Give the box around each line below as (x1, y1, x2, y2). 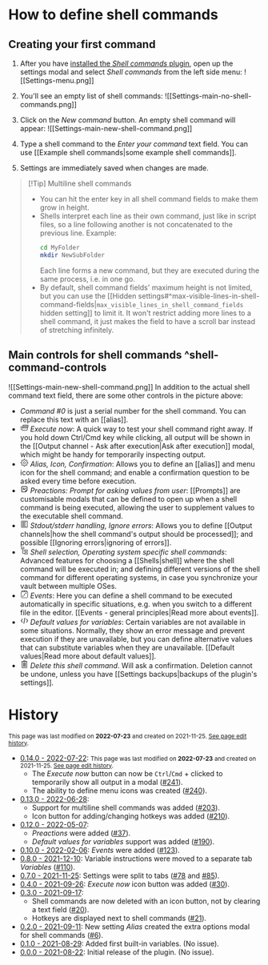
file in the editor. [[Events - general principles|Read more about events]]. (19, 607, 259, 617)
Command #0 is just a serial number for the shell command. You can (19, 406, 246, 415)
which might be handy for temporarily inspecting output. (19, 450, 206, 459)
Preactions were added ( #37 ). (31, 828, 131, 838)
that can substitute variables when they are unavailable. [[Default (19, 643, 235, 652)
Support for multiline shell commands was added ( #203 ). (31, 803, 220, 812)
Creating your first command (8, 38, 156, 51)
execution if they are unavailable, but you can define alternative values (19, 634, 254, 643)
